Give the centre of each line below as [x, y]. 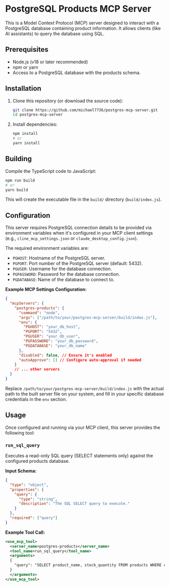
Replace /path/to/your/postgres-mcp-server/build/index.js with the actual [85, 388]
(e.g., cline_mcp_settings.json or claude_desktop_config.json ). [72, 238]
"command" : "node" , [39, 313]
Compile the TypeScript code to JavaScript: [51, 171]
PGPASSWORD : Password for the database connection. [66, 274]
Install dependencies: [35, 124]
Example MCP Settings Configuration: [46, 289]
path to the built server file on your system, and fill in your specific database [85, 394]
